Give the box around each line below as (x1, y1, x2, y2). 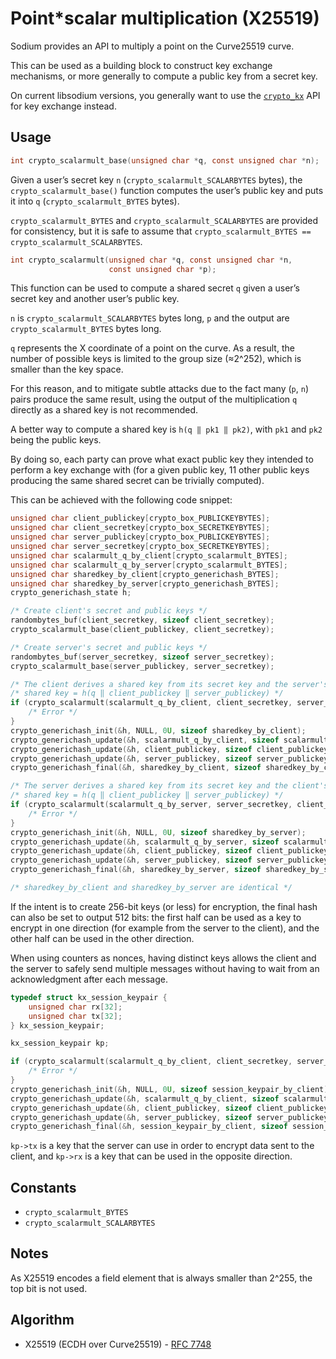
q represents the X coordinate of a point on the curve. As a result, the (10, 342, 295, 354)
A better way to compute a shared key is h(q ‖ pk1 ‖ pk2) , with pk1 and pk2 (10, 423, 323, 436)
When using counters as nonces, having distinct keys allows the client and (10, 952, 317, 964)
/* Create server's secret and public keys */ (10, 642, 208, 652)
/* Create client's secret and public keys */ (10, 606, 208, 616)
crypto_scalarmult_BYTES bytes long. (10, 323, 162, 335)
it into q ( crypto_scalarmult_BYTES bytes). (10, 195, 180, 207)
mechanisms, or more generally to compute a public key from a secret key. (10, 70, 318, 82)
